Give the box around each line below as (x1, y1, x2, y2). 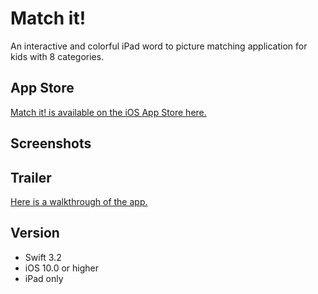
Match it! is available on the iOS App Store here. (10, 106, 207, 118)
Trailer (10, 169, 52, 186)
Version (10, 225, 60, 242)
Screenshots (10, 135, 92, 152)
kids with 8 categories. (10, 50, 105, 62)
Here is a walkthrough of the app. (10, 195, 148, 207)
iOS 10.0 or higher (24, 262, 99, 274)
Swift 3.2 (24, 251, 62, 263)
